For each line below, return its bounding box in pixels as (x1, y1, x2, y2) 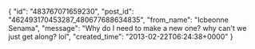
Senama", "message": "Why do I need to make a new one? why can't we (8, 24, 247, 32)
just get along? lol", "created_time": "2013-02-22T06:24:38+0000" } (8, 32, 233, 41)
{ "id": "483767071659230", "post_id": (8, 7, 134, 16)
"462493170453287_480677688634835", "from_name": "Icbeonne (8, 15, 229, 24)
